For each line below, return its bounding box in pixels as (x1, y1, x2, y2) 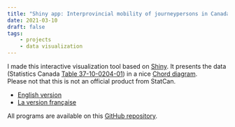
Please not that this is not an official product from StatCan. (7, 77, 176, 85)
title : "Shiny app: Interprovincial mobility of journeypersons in (7, 10, 208, 18)
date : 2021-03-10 (7, 17, 58, 24)
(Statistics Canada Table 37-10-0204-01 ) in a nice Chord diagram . (7, 69, 198, 78)
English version (17, 91, 62, 99)
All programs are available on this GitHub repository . (7, 112, 158, 120)
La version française (17, 98, 77, 106)
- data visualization (20, 43, 83, 50)
